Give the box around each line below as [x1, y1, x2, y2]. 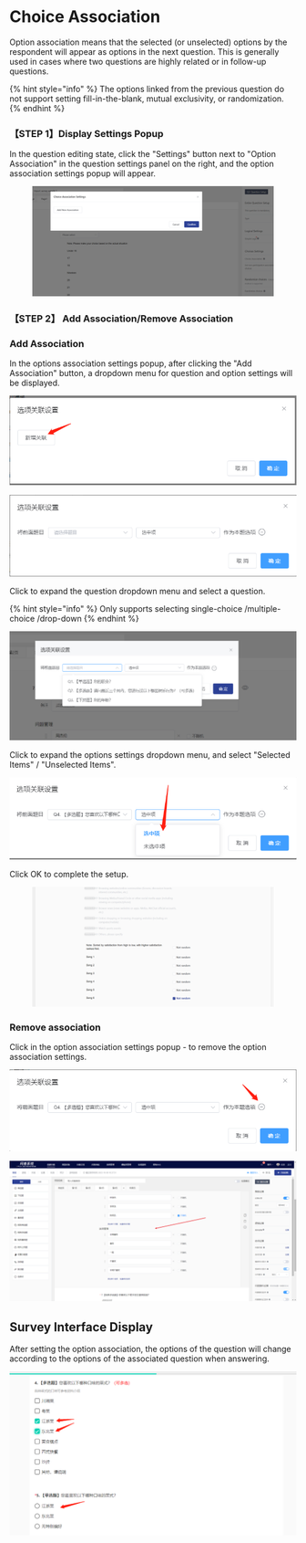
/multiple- [244, 604, 281, 614]
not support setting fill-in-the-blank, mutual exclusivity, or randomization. [9, 93, 284, 104]
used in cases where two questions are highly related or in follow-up [9, 56, 267, 67]
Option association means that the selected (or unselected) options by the [9, 37, 288, 47]
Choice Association [9, 6, 161, 27]
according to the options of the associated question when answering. [9, 1353, 270, 1364]
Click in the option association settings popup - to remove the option [9, 1042, 267, 1053]
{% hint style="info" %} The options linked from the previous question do [9, 83, 285, 94]
